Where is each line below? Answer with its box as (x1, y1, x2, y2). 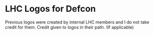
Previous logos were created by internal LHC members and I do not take (5, 19, 150, 25)
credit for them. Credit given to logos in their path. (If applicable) (5, 24, 134, 30)
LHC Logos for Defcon (5, 3, 96, 14)
